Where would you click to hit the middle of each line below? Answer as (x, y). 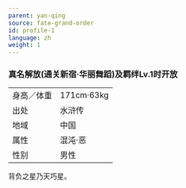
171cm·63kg (84, 95)
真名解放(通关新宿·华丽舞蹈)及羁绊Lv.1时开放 (93, 75)
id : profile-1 (32, 30)
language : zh (30, 38)
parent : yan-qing (37, 15)
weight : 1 (25, 45)
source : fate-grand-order (51, 23)
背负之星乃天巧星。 (40, 176)
